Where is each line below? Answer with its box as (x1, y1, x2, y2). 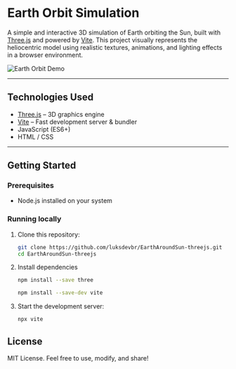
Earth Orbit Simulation (7, 5, 140, 21)
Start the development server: (17, 302, 105, 311)
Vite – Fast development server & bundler (17, 118, 138, 126)
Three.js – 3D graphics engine (17, 110, 105, 118)
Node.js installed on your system (17, 196, 112, 205)
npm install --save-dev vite (17, 289, 103, 296)
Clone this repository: (17, 230, 80, 239)
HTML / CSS (17, 132, 54, 141)
